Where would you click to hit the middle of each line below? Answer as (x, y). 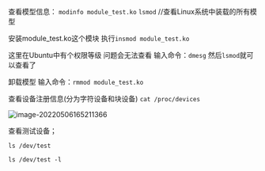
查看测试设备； (32, 131)
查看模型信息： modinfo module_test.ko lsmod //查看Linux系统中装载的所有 (129, 11)
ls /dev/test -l (35, 160)
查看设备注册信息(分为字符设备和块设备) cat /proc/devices (104, 99)
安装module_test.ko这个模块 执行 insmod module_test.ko (99, 38)
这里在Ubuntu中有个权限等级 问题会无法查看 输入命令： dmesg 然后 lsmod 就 (127, 55)
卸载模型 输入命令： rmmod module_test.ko (76, 82)
